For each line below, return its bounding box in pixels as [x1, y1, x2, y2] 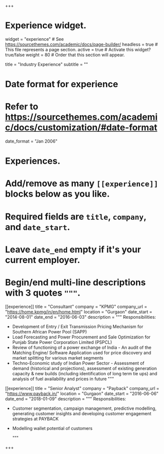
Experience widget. [5, 20, 87, 31]
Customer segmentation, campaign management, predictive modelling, [12, 405, 157, 411]
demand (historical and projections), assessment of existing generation [12, 365, 157, 371]
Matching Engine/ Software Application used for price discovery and [12, 350, 152, 356]
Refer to [5, 101, 38, 112]
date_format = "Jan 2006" [5, 138, 58, 144]
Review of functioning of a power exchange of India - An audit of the [12, 344, 152, 350]
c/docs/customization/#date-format [5, 122, 158, 133]
